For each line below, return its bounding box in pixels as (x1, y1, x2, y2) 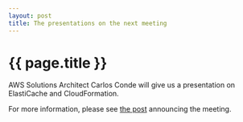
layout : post (8, 11, 52, 20)
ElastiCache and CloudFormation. (8, 89, 119, 99)
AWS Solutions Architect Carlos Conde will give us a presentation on (8, 80, 236, 90)
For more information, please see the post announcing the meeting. (8, 104, 232, 114)
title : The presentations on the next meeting (8, 19, 167, 27)
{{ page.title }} (8, 54, 108, 72)
